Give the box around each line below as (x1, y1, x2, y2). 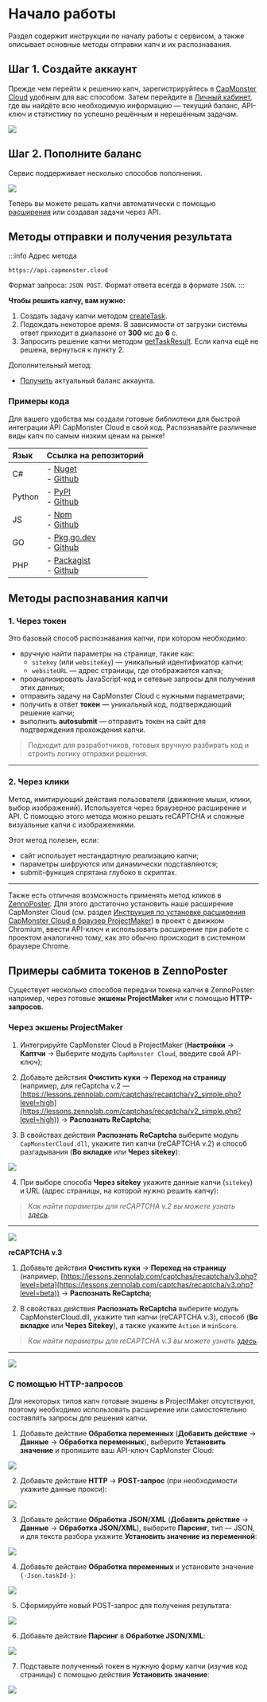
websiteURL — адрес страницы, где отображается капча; (31, 666, 224, 676)
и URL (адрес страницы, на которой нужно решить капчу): (19, 1186, 219, 1195)
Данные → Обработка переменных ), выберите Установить (19, 1437, 226, 1447)
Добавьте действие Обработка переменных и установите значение (19, 1562, 254, 1572)
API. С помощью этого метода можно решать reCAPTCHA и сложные (8, 811, 245, 820)
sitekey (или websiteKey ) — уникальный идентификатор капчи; (31, 657, 244, 667)
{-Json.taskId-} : (19, 1571, 76, 1580)
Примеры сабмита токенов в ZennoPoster (8, 964, 228, 978)
